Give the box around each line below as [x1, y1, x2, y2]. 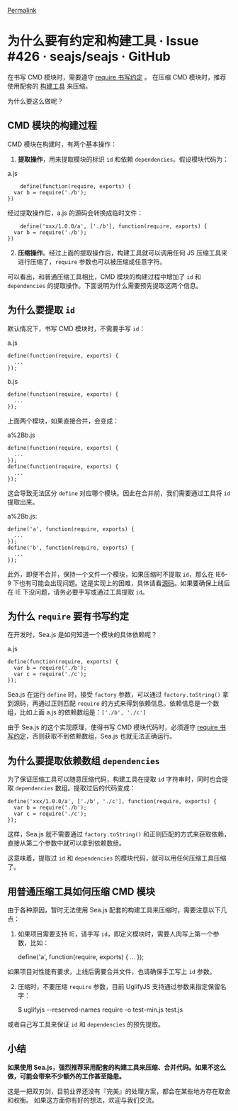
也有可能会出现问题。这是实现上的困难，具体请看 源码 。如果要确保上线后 [18, 578, 230, 587]
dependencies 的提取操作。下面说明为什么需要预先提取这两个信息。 [7, 281, 203, 289]
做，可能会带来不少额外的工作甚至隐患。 [7, 1071, 125, 1080]
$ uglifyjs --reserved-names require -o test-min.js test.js [17, 1005, 183, 1014]
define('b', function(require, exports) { [7, 544, 135, 551]
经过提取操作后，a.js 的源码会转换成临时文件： [7, 209, 144, 217]
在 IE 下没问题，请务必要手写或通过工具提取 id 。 [7, 587, 149, 596]
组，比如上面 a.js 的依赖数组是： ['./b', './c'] [7, 708, 147, 717]
